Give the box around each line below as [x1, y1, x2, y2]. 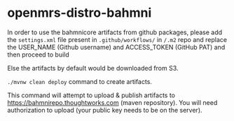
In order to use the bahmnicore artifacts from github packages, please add [7, 28, 223, 36]
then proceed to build [7, 50, 70, 59]
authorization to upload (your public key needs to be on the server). [7, 106, 202, 114]
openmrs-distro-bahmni [7, 5, 152, 21]
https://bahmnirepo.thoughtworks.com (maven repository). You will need [7, 98, 218, 106]
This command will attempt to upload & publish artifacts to [7, 91, 175, 99]
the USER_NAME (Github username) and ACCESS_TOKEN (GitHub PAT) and [7, 43, 226, 51]
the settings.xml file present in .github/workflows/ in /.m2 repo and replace [7, 35, 228, 43]
